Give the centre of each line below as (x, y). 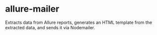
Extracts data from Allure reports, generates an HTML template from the (79, 22)
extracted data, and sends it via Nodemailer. (50, 27)
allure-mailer (32, 9)
